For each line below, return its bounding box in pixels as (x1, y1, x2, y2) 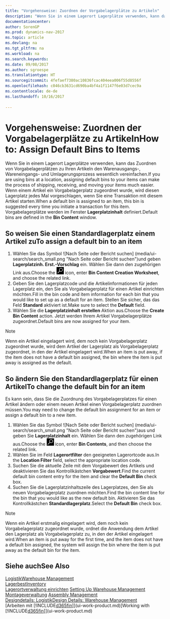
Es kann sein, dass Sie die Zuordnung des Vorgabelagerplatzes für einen (5, 396, 157, 402)
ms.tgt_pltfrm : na (5, 46, 44, 51)
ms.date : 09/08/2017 (5, 62, 49, 67)
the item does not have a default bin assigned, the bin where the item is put (5, 354, 162, 361)
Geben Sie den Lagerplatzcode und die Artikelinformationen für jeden (12, 280, 158, 287)
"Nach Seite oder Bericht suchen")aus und (66, 427, 155, 433)
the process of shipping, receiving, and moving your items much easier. (5, 182, 155, 188)
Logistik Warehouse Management (5, 575, 74, 581)
